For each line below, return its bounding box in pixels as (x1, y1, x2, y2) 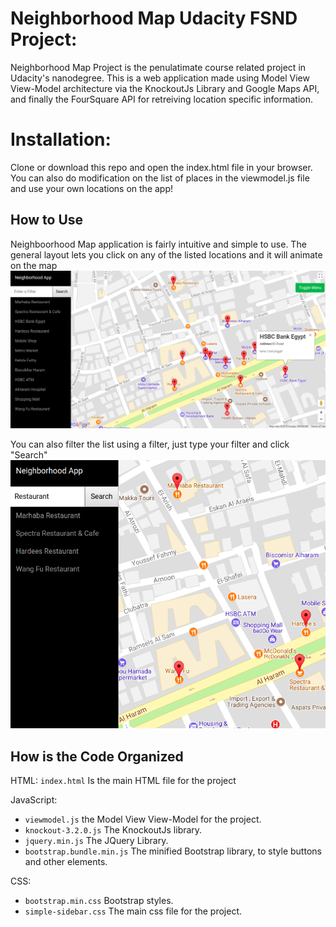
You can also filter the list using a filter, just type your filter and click (10, 438, 290, 451)
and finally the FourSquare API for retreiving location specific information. (10, 93, 314, 105)
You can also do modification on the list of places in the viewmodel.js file (10, 172, 310, 184)
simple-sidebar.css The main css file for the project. (24, 905, 243, 917)
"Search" (10, 449, 48, 461)
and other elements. (24, 856, 108, 868)
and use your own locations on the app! (10, 182, 174, 194)
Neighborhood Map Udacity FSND (10, 7, 298, 30)
